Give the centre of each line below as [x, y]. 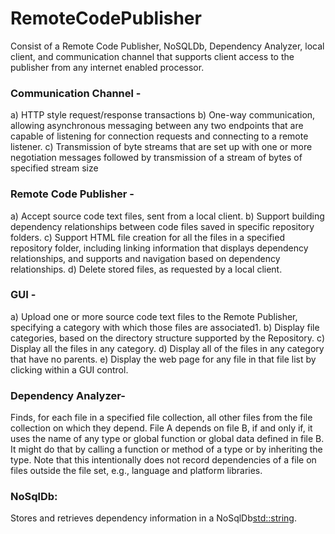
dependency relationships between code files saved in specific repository [162, 226]
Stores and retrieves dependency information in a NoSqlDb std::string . [153, 518]
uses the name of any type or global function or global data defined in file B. [167, 439]
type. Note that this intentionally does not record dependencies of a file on [163, 460]
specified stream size [54, 168]
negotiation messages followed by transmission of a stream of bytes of [156, 158]
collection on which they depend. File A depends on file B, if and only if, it [161, 428]
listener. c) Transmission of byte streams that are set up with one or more [161, 147]
